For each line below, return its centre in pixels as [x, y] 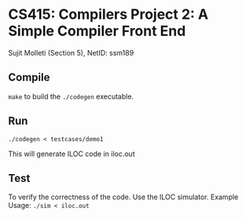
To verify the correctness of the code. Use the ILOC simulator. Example [123, 197]
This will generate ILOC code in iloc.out [72, 154]
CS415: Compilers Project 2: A [108, 15]
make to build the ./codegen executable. [71, 96]
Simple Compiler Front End [97, 31]
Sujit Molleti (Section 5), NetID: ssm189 [71, 53]
